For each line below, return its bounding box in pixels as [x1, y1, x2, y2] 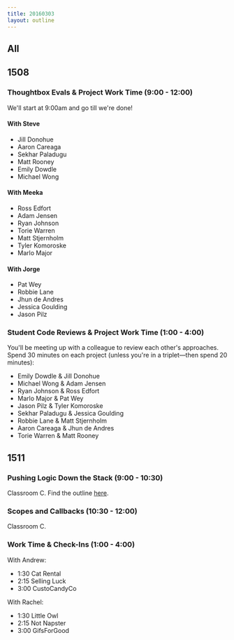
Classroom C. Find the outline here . [7, 489, 109, 498]
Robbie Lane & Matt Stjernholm [17, 416, 107, 425]
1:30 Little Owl [17, 611, 59, 620]
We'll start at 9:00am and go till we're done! [7, 103, 133, 112]
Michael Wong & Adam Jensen [17, 379, 106, 388]
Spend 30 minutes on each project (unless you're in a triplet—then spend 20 [7, 351, 228, 360]
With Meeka [7, 189, 43, 197]
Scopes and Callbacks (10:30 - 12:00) [7, 506, 138, 516]
